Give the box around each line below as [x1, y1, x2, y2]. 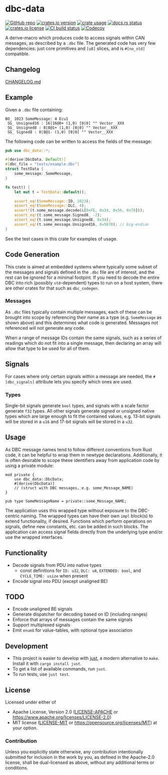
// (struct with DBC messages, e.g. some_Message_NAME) [14, 486, 134, 491]
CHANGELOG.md [5, 78, 41, 84]
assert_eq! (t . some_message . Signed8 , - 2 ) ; [14, 213, 102, 218]
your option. [12, 725, 38, 731]
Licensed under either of [5, 699, 56, 705]
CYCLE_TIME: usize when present [20, 572, 88, 578]
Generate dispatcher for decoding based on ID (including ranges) [12, 611, 148, 617]
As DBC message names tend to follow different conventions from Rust [5, 446, 152, 452]
